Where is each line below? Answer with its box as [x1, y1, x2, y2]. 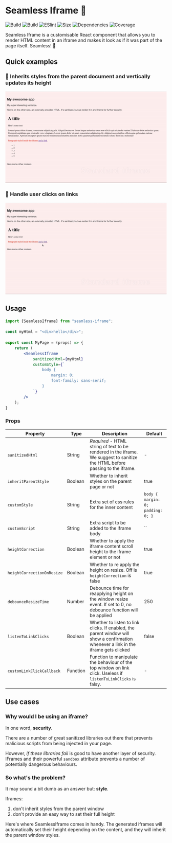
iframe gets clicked [89, 647, 130, 653]
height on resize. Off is [89, 567, 137, 573]
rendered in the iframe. [89, 449, 138, 455]
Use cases [5, 697, 39, 707]
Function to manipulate [89, 654, 138, 660]
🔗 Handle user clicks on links [5, 190, 78, 198]
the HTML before [89, 460, 126, 466]
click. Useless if [89, 670, 123, 676]
